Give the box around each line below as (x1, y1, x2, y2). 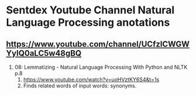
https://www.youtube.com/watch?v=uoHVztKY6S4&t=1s (23, 76, 160, 83)
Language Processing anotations (6, 16, 170, 29)
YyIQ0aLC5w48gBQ (6, 48, 82, 58)
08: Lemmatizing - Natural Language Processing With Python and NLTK (14, 64, 188, 71)
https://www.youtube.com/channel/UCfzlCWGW (6, 39, 190, 49)
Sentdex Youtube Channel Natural (6, 3, 175, 17)
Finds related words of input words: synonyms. (23, 82, 137, 89)
